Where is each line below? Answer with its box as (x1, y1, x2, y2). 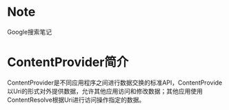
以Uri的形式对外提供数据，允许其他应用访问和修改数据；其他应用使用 (7, 87, 203, 95)
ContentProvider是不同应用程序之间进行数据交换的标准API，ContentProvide (7, 78, 223, 87)
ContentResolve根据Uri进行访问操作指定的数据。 (7, 96, 146, 104)
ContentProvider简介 (7, 54, 129, 70)
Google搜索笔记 (7, 27, 52, 36)
